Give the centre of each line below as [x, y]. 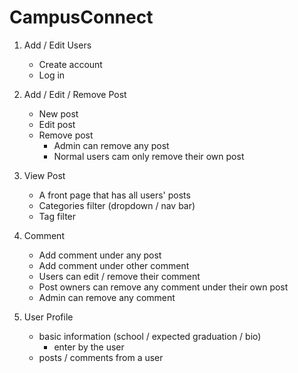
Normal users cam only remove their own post [149, 156]
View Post [44, 175]
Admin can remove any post [111, 145]
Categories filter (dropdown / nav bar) [117, 205]
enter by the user [89, 347]
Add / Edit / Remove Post [75, 94]
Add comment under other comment [114, 265]
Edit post [57, 124]
